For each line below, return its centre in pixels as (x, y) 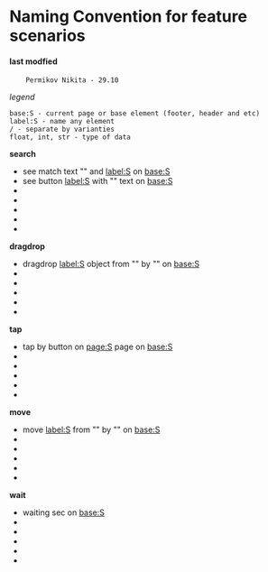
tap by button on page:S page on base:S (97, 347)
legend (22, 97)
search (23, 154)
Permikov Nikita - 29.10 (72, 80)
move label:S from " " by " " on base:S (91, 429)
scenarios (47, 36)
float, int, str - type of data (70, 137)
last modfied (34, 61)
